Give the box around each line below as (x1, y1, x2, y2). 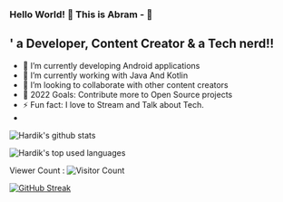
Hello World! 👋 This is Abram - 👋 (9, 8, 153, 21)
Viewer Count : (9, 165, 65, 176)
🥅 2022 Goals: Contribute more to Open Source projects (22, 89, 233, 100)
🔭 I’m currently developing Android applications (22, 60, 200, 71)
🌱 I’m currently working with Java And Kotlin (22, 70, 189, 81)
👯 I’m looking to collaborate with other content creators (22, 79, 229, 90)
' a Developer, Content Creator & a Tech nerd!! (9, 36, 275, 52)
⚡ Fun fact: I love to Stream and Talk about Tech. (22, 99, 204, 110)
